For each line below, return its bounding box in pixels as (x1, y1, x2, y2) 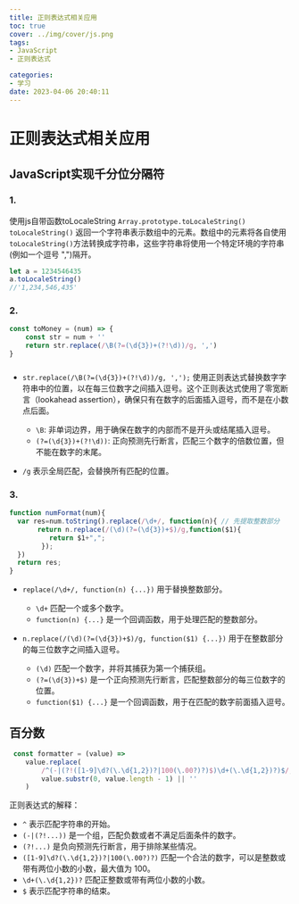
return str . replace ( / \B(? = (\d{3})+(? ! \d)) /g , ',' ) (25, 341, 218, 351)
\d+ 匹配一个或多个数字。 (35, 603, 129, 614)
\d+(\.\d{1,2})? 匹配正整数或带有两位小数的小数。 (21, 875, 211, 885)
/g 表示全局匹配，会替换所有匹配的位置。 (21, 465, 174, 476)
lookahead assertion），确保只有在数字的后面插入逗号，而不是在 (37, 394, 274, 404)
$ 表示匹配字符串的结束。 (21, 885, 115, 897)
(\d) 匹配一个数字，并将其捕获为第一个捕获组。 (35, 663, 212, 674)
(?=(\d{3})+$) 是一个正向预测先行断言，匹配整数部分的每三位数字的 (35, 675, 286, 685)
